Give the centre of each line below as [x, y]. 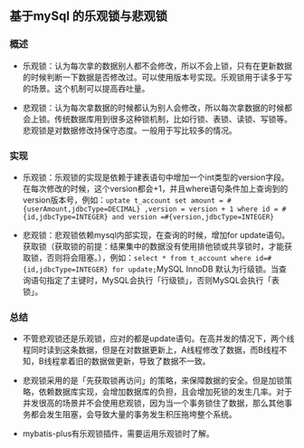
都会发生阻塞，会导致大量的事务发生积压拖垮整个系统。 [133, 415]
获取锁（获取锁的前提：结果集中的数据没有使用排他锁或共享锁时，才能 [153, 246]
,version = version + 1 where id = [211, 209]
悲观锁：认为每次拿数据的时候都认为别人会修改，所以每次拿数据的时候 [153, 108]
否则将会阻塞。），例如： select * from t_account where [149, 257]
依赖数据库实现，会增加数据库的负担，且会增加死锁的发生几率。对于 [165, 392]
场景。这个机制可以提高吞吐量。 [90, 88]
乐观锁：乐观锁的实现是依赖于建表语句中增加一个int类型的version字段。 [156, 177]
